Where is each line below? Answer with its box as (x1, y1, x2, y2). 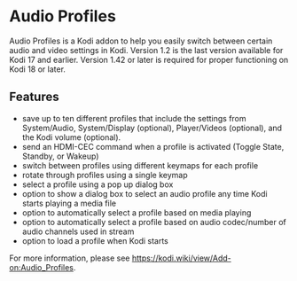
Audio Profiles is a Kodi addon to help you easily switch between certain (9, 35, 273, 46)
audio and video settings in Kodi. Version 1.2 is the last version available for (9, 44, 284, 55)
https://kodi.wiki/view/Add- (131, 253, 232, 263)
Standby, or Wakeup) (21, 151, 99, 161)
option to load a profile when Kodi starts (21, 235, 168, 246)
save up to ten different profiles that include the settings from (21, 113, 246, 123)
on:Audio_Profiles (9, 261, 74, 272)
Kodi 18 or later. (9, 64, 66, 74)
